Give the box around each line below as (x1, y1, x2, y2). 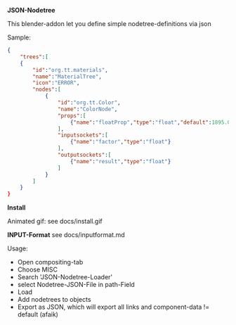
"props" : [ (57, 112, 86, 119)
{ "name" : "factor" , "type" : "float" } (70, 139, 171, 146)
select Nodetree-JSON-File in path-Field (17, 281, 135, 289)
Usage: (7, 244, 28, 253)
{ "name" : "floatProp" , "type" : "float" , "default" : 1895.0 (70, 119, 231, 126)
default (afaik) (17, 310, 58, 319)
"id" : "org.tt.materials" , (32, 66, 109, 73)
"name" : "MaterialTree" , (32, 73, 102, 80)
